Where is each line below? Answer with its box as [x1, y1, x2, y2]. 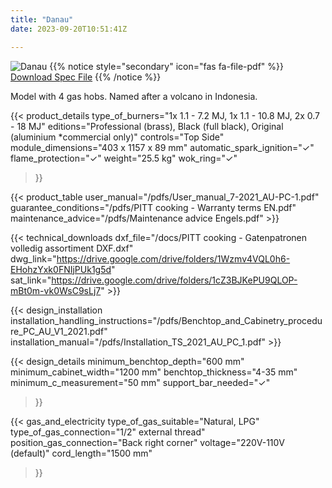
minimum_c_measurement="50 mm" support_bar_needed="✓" [10, 376, 271, 388]
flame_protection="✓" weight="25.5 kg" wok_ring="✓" [10, 152, 238, 164]
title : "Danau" [10, 14, 74, 25]
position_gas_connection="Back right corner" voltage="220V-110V [10, 436, 285, 448]
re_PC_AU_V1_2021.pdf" [10, 325, 108, 337]
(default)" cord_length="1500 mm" [10, 447, 153, 459]
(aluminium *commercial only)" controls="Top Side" [10, 131, 225, 143]
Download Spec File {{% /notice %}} [10, 71, 162, 83]
